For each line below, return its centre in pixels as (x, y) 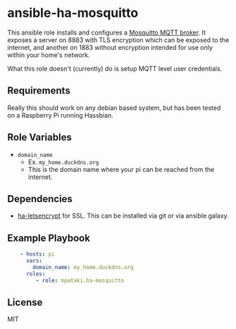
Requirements (39, 91)
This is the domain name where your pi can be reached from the (121, 169)
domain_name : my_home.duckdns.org (83, 267)
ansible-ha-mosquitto (73, 13)
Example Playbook (49, 238)
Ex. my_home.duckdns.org (63, 162)
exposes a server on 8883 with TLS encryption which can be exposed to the (118, 39)
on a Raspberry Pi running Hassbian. (61, 115)
